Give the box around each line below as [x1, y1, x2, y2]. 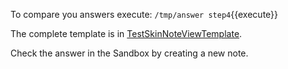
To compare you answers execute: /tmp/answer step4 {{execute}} [10, 9, 279, 20]
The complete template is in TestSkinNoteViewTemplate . [10, 28, 243, 39]
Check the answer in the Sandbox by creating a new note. [10, 47, 249, 59]
